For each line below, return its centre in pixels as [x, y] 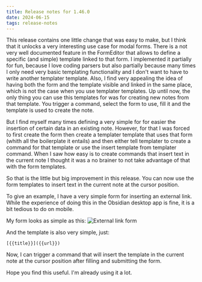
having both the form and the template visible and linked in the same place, [99, 85]
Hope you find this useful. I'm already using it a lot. [69, 273]
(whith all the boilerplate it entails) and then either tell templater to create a [99, 141]
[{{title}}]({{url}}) [33, 244]
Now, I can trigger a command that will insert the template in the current [95, 255]
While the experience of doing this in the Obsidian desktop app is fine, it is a [100, 203]
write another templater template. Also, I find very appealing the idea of [95, 78]
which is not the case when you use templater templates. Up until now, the [98, 91]
